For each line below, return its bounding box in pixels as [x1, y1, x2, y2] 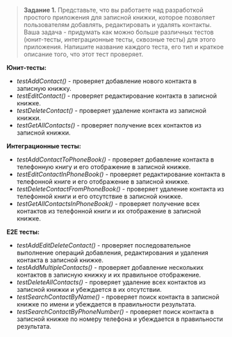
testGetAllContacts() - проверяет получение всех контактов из [16, 121, 202, 129]
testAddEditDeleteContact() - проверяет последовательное [16, 241, 192, 249]
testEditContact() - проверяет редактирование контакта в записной [16, 92, 217, 100]
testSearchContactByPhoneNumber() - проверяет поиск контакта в [16, 308, 215, 316]
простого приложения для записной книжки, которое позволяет [23, 13, 216, 21]
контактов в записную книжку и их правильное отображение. [16, 270, 201, 279]
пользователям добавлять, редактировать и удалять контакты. [23, 21, 212, 28]
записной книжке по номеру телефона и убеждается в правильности [16, 315, 224, 323]
